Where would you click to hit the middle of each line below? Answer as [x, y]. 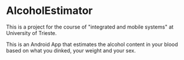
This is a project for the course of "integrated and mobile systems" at [90, 27]
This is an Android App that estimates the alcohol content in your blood [92, 44]
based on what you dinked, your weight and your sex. [71, 50]
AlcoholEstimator [49, 11]
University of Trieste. [31, 33]
